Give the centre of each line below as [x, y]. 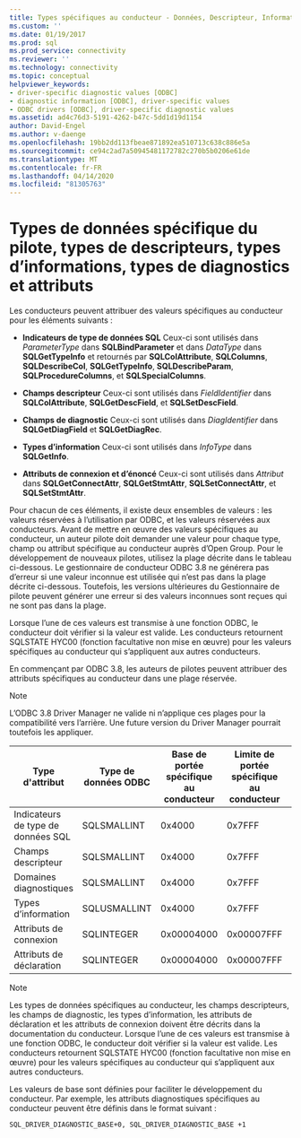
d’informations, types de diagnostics [150, 267]
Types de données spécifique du [133, 229]
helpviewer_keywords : [50, 84]
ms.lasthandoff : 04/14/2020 [62, 176]
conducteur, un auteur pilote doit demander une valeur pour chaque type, [145, 539]
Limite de [254, 754]
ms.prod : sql [34, 43]
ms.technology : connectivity [64, 68]
